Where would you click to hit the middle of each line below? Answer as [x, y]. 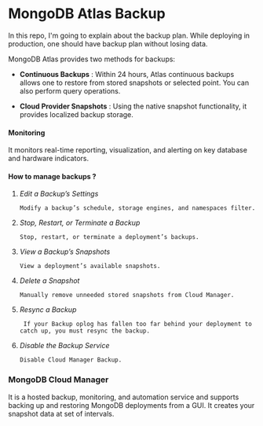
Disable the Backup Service [64, 346]
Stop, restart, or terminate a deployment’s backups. [109, 237]
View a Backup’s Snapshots [65, 252]
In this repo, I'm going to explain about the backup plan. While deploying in [129, 35]
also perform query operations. [70, 90]
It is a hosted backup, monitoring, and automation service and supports [124, 397]
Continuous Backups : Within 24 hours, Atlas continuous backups [127, 74]
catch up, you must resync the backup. [85, 331]
